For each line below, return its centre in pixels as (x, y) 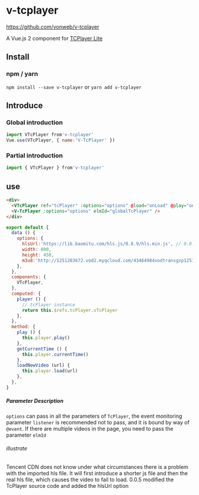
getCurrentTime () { (42, 349)
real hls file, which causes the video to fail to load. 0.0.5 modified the (90, 480)
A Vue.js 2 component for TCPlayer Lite (54, 38)
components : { (29, 277)
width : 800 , (36, 250)
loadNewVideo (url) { (43, 365)
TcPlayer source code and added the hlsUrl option (68, 485)
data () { (23, 233)
